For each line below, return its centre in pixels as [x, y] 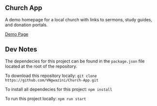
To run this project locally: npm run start [46, 98]
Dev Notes [21, 50]
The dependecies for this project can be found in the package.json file [75, 61]
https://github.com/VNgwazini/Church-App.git [52, 80]
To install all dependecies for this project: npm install [59, 89]
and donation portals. [26, 25]
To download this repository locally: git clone [51, 76]
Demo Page [17, 34]
